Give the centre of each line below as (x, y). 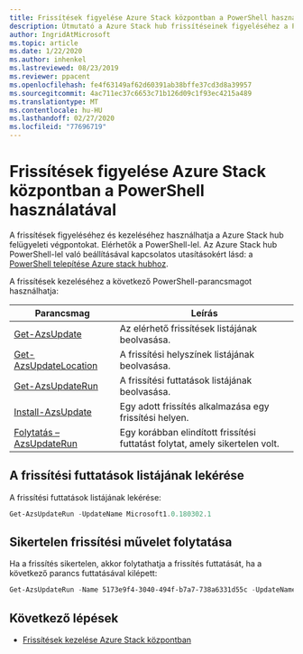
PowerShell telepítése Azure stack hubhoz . (89, 264)
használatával (63, 210)
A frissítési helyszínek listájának (187, 354)
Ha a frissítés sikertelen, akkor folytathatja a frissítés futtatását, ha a (136, 564)
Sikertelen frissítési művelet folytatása (121, 542)
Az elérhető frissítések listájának (188, 328)
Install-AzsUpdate (53, 412)
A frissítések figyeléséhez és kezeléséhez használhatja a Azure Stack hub (147, 235)
